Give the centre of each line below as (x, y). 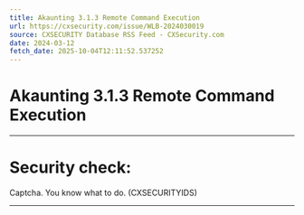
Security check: (71, 168)
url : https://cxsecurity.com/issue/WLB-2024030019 (107, 26)
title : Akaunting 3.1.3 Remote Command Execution (105, 18)
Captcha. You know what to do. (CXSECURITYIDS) (103, 192)
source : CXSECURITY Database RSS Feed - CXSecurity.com (117, 34)
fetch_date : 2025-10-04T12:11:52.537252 (87, 51)
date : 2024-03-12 (42, 43)
